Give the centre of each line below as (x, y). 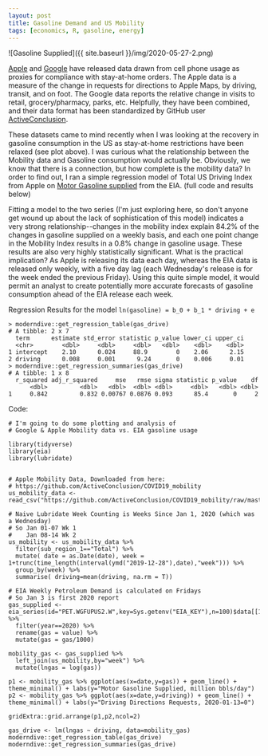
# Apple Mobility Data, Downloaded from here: (87, 479)
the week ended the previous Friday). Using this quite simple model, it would (134, 278)
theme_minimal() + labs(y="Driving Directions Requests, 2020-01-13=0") (132, 703)
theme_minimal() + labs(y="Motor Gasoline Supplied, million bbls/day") (132, 689)
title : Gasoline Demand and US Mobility (77, 23)
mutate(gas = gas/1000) (55, 640)
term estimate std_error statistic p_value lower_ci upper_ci (130, 339)
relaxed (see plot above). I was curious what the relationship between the (129, 152)
